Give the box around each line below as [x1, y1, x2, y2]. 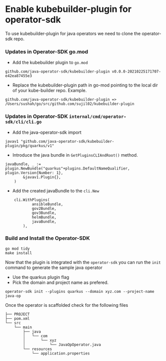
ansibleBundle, [31, 201, 64, 207]
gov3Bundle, [31, 210, 57, 215]
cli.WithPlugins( [14, 197, 50, 202]
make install [5, 250, 32, 256]
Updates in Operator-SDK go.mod [5, 48, 88, 55]
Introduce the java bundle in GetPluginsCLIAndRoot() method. [12, 152, 138, 158]
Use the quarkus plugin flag [12, 274, 70, 280]
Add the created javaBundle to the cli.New [12, 187, 99, 193]
